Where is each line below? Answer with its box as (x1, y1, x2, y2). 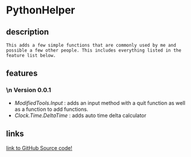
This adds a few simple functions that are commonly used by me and (6, 42, 176, 48)
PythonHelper (6, 4, 75, 17)
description (6, 27, 49, 37)
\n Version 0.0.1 (6, 86, 51, 94)
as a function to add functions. (14, 105, 89, 112)
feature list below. (6, 53, 57, 59)
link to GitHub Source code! (6, 144, 73, 151)
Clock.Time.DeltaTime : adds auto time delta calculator (14, 112, 147, 119)
